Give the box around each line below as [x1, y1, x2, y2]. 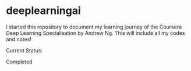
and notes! [6, 35, 32, 42]
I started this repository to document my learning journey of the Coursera [6, 23, 182, 30]
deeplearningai [6, 4, 82, 17]
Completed [6, 58, 33, 65]
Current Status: [6, 47, 43, 54]
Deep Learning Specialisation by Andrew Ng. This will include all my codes [6, 29, 185, 36]
